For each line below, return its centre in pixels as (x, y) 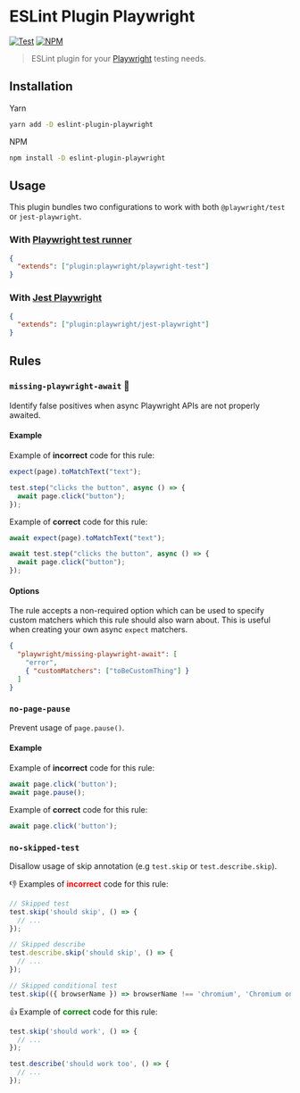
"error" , (42, 663)
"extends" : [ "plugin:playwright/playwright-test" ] (113, 267)
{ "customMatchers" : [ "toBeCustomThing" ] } (108, 671)
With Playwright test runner (71, 240)
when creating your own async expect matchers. (99, 630)
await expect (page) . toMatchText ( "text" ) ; (87, 538)
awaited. (25, 415)
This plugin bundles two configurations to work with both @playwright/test (147, 207)
